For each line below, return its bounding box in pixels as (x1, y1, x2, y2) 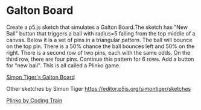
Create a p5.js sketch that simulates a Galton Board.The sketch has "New (6, 23, 188, 31)
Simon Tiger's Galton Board (6, 73, 75, 81)
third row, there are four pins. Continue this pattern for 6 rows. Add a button (6, 55, 194, 63)
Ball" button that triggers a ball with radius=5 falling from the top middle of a (6, 29, 196, 37)
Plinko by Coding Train (6, 97, 63, 104)
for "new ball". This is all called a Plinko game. (6, 61, 121, 69)
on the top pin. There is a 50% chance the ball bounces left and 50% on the (6, 43, 195, 50)
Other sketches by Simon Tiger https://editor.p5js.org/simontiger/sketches (6, 85, 191, 92)
